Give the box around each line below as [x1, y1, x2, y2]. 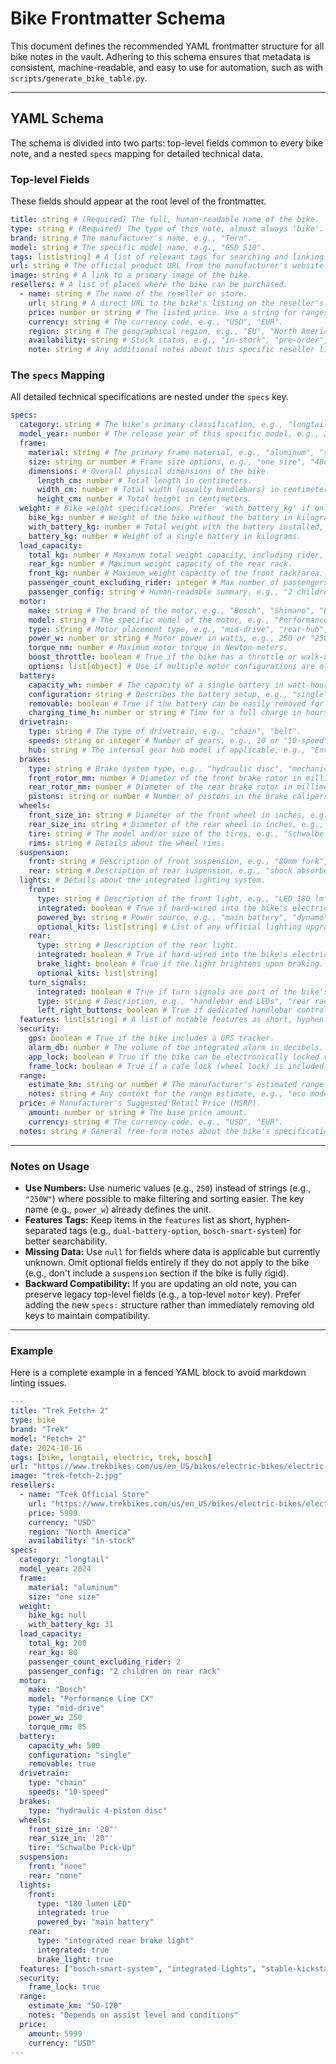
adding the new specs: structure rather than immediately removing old [24, 1299, 315, 1311]
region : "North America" [28, 1527, 132, 1537]
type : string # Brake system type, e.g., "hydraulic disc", [28, 763, 284, 774]
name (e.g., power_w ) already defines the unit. [24, 1203, 212, 1216]
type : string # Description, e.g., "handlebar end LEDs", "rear [36, 996, 311, 1006]
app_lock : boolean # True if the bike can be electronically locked [28, 1052, 320, 1062]
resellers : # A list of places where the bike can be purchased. [10, 280, 288, 290]
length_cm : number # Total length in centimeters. [36, 475, 253, 486]
